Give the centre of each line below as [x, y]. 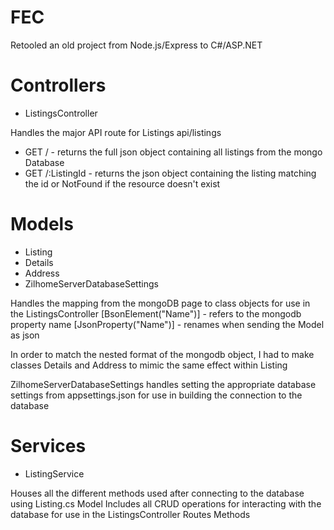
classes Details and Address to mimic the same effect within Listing [149, 365]
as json [25, 335]
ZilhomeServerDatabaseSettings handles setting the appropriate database [163, 384]
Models [42, 224]
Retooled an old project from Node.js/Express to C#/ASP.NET [136, 45]
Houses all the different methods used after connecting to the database [157, 493]
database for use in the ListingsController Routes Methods [130, 514]
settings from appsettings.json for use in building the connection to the [156, 395]
